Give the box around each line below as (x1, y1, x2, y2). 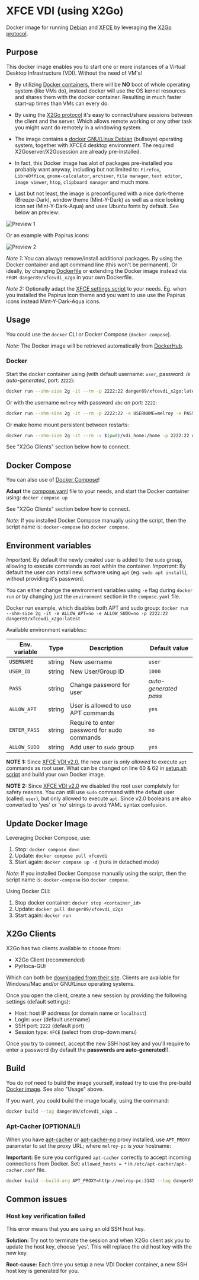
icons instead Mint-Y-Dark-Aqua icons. (6, 298, 101, 305)
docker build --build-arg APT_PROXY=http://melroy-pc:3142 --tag (6, 1177, 171, 1184)
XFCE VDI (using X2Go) (6, 4, 124, 18)
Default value (150, 644, 188, 652)
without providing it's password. (6, 575, 85, 582)
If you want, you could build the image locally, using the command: (6, 1097, 169, 1104)
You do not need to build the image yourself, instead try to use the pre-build (6, 1079, 191, 1086)
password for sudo (70, 726, 123, 734)
